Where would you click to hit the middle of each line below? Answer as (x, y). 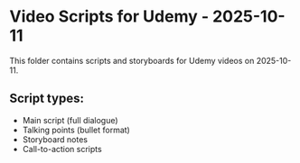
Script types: (47, 99)
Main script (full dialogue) (70, 120)
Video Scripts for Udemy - (109, 17)
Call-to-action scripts (62, 149)
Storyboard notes (55, 139)
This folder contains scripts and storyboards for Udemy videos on (132, 60)
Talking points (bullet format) (76, 130)
